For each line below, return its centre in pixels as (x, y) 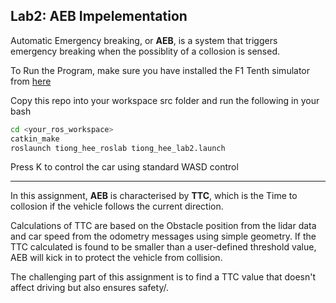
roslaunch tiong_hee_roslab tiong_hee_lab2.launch (118, 148)
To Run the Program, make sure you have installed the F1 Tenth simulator (160, 70)
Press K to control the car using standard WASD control (124, 167)
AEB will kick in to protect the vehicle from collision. (116, 258)
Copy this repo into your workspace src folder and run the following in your (165, 100)
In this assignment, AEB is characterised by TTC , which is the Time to (154, 196)
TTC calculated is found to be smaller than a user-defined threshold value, (163, 247)
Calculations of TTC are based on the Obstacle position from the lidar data (163, 226)
